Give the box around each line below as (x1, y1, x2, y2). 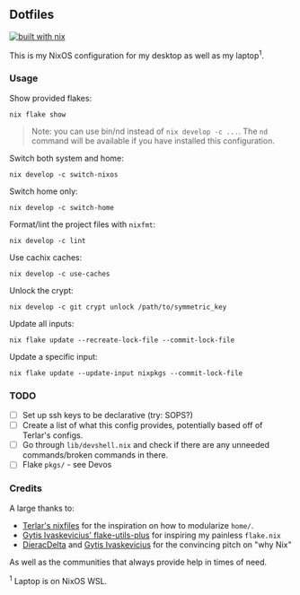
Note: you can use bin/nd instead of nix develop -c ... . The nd (31, 126, 268, 136)
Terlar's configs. (22, 430, 84, 441)
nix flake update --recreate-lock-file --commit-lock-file (9, 336, 235, 345)
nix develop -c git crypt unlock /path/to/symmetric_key (9, 302, 227, 311)
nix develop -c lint (9, 236, 87, 245)
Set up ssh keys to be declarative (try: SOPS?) (22, 410, 193, 421)
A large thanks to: (9, 503, 75, 513)
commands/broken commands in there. (22, 450, 169, 460)
